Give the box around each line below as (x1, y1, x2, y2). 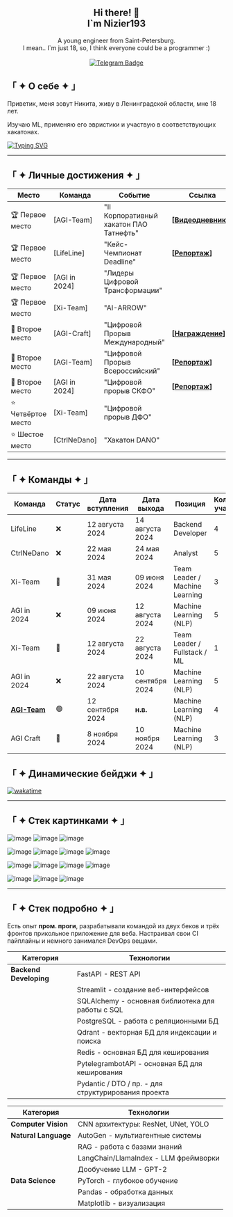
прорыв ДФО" (103, 412, 152, 422)
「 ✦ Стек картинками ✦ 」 (7, 815, 130, 827)
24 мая (135, 544, 159, 554)
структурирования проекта (76, 1087, 170, 1097)
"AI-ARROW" (103, 303, 147, 312)
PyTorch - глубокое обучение (77, 1175, 178, 1185)
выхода (137, 504, 164, 514)
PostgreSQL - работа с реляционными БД (76, 1016, 219, 1026)
